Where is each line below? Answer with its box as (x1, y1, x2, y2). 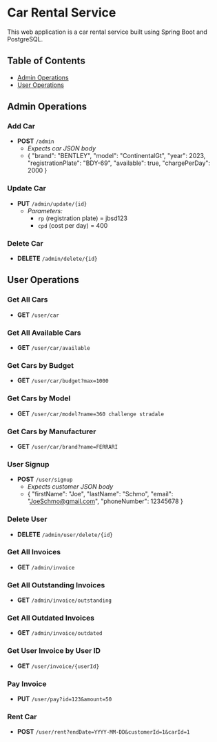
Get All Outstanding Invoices (7, 580, 105, 589)
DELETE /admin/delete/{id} (17, 254, 98, 263)
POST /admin (17, 137, 54, 146)
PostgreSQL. (7, 35, 43, 43)
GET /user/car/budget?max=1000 (17, 376, 109, 384)
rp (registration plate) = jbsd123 (37, 214, 127, 222)
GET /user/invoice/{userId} (17, 661, 100, 670)
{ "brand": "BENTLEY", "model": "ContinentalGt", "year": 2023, (27, 152, 206, 160)
